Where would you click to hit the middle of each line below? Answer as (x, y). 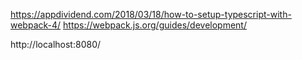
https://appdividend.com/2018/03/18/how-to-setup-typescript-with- (151, 14)
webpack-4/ (36, 25)
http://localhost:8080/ (56, 44)
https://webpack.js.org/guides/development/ (155, 25)
